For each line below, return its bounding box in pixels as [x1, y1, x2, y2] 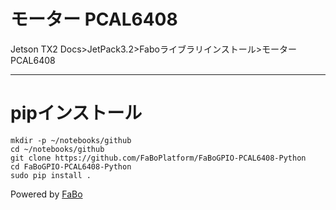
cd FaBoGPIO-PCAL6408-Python [10, 161, 132, 172]
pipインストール [10, 102, 143, 125]
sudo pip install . [10, 170, 92, 180]
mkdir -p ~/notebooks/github [10, 135, 132, 145]
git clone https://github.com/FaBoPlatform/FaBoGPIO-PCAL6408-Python [10, 153, 307, 163]
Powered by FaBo [10, 188, 83, 200]
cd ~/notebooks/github [10, 144, 105, 154]
